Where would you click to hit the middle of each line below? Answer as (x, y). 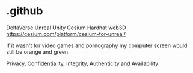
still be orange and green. (38, 51)
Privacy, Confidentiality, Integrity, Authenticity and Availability (82, 63)
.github (25, 11)
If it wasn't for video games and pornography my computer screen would (97, 45)
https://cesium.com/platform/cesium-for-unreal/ (66, 34)
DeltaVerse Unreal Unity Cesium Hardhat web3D (66, 28)
